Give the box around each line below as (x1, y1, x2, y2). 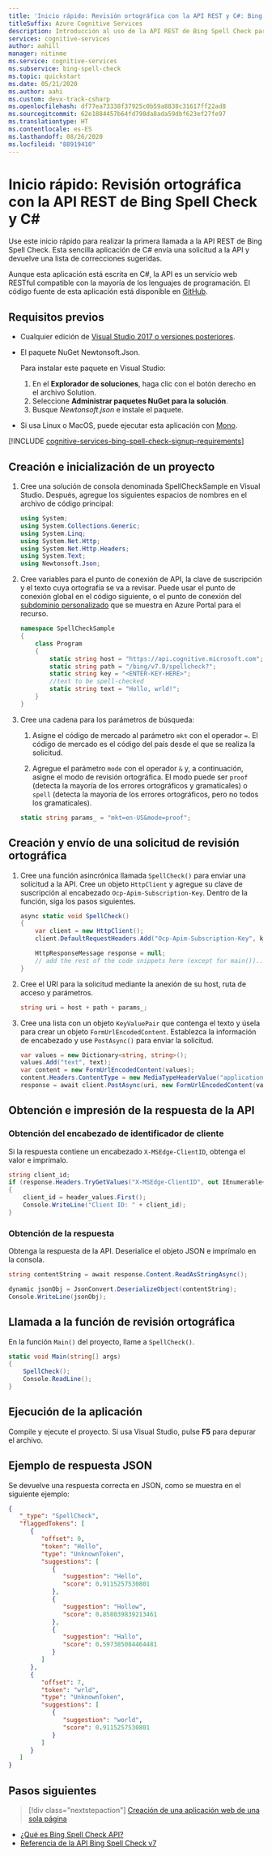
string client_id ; (8, 1171, 70, 1179)
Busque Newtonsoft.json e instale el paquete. (32, 405, 184, 415)
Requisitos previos (8, 310, 104, 324)
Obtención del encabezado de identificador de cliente (8, 1128, 224, 1139)
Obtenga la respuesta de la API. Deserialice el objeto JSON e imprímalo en (8, 1246, 257, 1256)
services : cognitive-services (8, 34, 111, 43)
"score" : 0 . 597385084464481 (62, 1641, 158, 1649)
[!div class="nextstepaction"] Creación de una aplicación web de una (28, 1805, 261, 1815)
